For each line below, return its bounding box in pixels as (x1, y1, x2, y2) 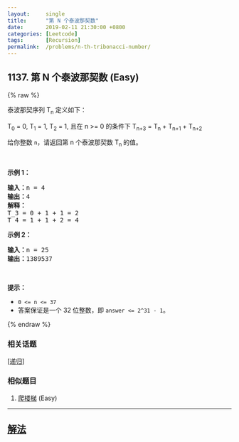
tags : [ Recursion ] (7, 37, 81, 44)
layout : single (7, 10, 65, 18)
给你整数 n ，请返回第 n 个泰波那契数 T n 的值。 (7, 138, 142, 149)
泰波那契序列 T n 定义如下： (7, 105, 87, 116)
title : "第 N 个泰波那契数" (7, 17, 99, 24)
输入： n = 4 (7, 184, 46, 192)
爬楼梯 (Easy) (17, 394, 58, 402)
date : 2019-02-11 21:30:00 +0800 (7, 23, 126, 31)
